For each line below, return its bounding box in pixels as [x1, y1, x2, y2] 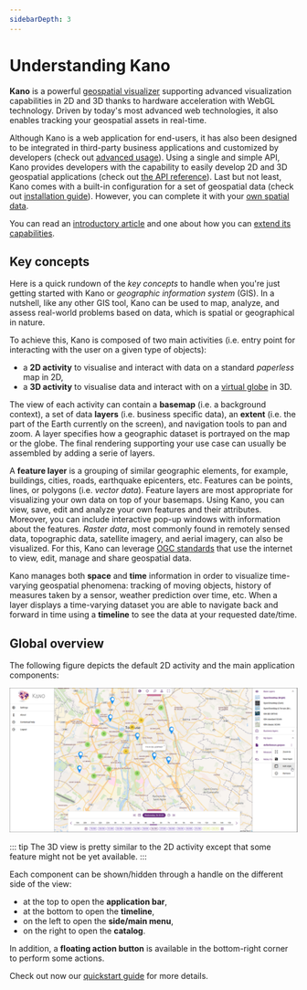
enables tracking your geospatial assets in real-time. [9, 114, 207, 125]
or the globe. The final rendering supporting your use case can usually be [9, 438, 287, 449]
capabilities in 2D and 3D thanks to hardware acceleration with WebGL [9, 95, 276, 106]
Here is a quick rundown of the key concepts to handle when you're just [9, 279, 281, 290]
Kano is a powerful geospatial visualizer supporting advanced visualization [9, 85, 292, 96]
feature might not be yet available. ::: [9, 851, 148, 862]
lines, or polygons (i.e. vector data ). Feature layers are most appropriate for [9, 485, 293, 496]
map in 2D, [22, 372, 64, 383]
